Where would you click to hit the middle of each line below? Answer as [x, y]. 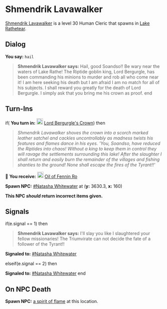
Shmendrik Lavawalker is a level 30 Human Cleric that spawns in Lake [77, 23]
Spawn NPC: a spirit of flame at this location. [52, 301]
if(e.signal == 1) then [27, 224]
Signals [17, 212]
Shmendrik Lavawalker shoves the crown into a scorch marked [83, 132]
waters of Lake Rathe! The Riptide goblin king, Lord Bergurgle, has [86, 71]
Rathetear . [16, 28]
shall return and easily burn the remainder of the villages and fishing [89, 159]
